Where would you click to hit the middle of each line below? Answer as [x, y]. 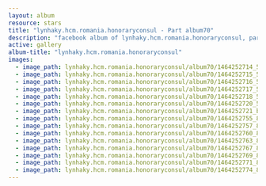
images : [21, 60]
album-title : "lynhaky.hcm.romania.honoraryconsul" [95, 52]
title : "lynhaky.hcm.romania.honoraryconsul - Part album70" [111, 30]
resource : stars [35, 23]
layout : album [32, 15]
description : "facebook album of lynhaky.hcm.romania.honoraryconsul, [127, 38]
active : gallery [35, 45]
